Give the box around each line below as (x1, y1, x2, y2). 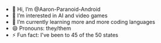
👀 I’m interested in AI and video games (11, 12, 108, 19)
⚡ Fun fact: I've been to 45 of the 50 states (11, 32, 119, 38)
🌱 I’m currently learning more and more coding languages (11, 19, 156, 25)
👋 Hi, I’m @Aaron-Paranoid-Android (11, 6, 101, 13)
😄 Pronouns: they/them (11, 24, 71, 32)
